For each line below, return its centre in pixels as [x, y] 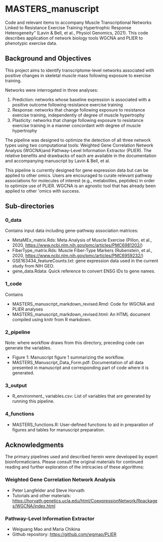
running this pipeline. [33, 401]
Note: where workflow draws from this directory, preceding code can [75, 343]
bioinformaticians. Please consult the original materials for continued [74, 462]
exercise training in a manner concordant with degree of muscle [76, 125]
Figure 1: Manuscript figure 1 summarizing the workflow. [68, 357]
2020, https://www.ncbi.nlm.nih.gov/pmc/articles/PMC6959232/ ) [78, 256]
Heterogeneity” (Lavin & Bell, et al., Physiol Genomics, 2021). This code [77, 33]
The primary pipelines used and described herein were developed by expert [81, 457]
